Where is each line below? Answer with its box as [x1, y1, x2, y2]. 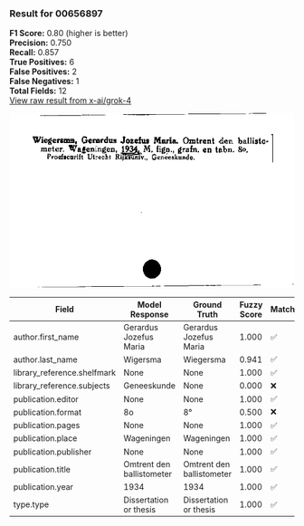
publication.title [13, 464, 71, 474]
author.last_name [13, 354, 79, 365]
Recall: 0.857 [9, 47, 60, 58]
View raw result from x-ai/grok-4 [9, 95, 132, 106]
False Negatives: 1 [9, 76, 80, 87]
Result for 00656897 [9, 7, 103, 20]
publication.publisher [13, 446, 92, 457]
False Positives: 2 [9, 66, 77, 77]
